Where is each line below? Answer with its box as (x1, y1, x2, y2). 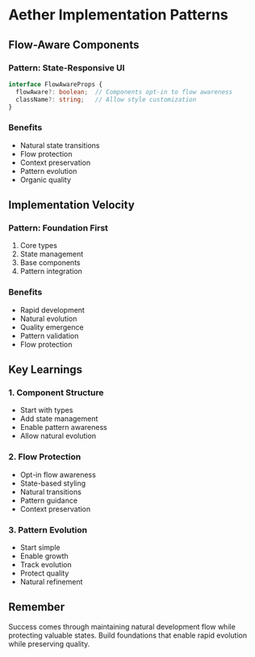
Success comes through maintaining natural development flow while (8, 621, 236, 631)
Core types (19, 241, 58, 251)
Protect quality (19, 568, 69, 578)
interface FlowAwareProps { (8, 80, 103, 88)
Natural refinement (19, 576, 83, 587)
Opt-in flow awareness (19, 470, 97, 479)
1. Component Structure (8, 386, 104, 398)
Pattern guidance (19, 495, 78, 505)
